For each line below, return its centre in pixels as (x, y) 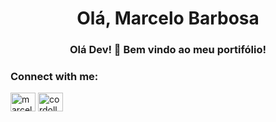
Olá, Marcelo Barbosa (168, 18)
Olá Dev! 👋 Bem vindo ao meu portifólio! (168, 50)
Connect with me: (54, 77)
